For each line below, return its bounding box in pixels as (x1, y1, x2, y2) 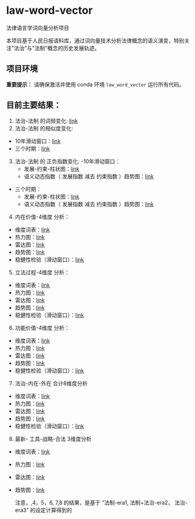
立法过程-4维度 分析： (14, 268, 70, 276)
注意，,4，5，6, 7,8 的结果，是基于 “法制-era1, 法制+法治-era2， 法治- (14, 499, 188, 506)
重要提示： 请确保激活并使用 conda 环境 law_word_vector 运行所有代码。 (6, 80, 185, 88)
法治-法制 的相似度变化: (14, 124, 74, 132)
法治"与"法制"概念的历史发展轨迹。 (14, 44, 100, 52)
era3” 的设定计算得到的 (14, 506, 72, 514)
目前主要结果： (6, 100, 62, 110)
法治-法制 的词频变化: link (14, 117, 78, 124)
